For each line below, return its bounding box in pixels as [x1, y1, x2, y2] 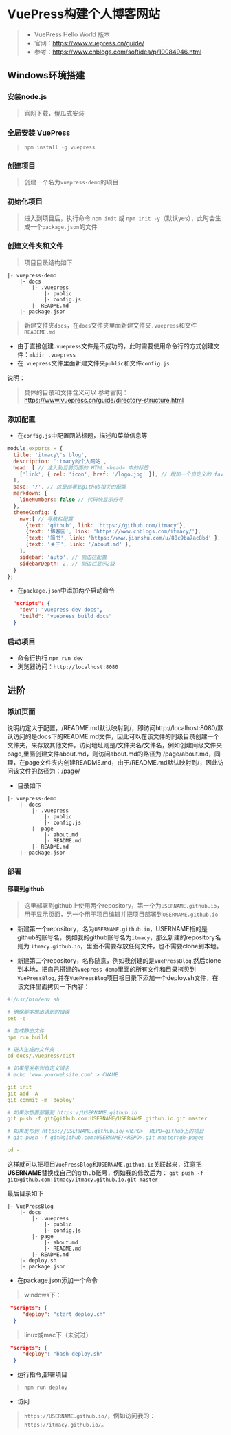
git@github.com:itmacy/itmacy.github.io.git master [7, 1176, 158, 1183]
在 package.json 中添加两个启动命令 [16, 586, 115, 595]
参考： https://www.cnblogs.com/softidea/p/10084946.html [34, 47, 202, 56]
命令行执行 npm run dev [16, 654, 84, 662]
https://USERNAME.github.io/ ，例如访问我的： [23, 1412, 156, 1420]
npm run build [7, 1034, 48, 1041]
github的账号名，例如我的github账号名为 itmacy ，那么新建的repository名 [16, 933, 221, 942]
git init [7, 1083, 32, 1091]
